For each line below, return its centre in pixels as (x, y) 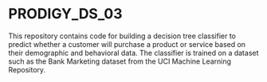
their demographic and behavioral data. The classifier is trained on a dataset (133, 53)
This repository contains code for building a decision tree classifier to (122, 36)
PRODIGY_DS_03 (65, 14)
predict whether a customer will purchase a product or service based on (127, 44)
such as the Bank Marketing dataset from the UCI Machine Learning (120, 61)
